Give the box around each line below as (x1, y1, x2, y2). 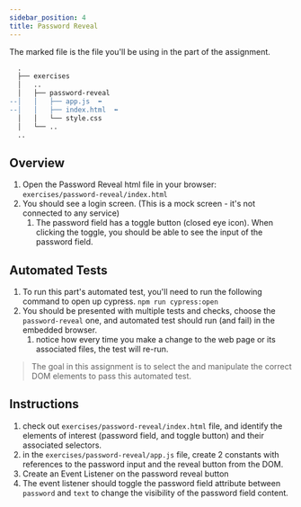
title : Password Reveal (9, 22, 99, 31)
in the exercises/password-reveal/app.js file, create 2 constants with (22, 449, 280, 459)
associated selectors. (22, 440, 102, 450)
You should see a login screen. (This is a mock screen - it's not (22, 199, 256, 209)
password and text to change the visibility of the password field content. (22, 487, 289, 498)
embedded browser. (22, 325, 97, 335)
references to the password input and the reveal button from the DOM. (22, 458, 284, 469)
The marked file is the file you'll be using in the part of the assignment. (9, 46, 271, 57)
